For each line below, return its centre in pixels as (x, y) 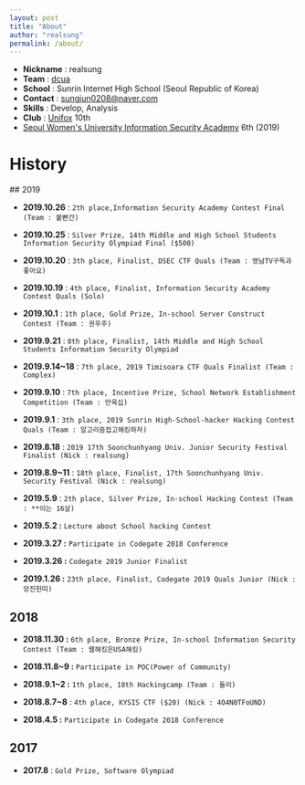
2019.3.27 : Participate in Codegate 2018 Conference (125, 543)
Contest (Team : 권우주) (67, 324)
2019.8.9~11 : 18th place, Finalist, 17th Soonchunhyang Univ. (143, 473)
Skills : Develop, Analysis (70, 108)
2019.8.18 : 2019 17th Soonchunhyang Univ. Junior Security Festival (155, 447)
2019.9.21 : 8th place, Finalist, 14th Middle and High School (143, 341)
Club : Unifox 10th (57, 118)
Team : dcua (47, 79)
